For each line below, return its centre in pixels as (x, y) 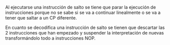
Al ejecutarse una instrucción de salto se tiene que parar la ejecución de (80, 7)
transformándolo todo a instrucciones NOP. (51, 38)
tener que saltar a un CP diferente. (41, 18)
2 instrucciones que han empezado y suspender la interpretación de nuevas (85, 33)
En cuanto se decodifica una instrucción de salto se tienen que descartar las (85, 27)
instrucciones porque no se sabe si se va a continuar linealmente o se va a (83, 12)
